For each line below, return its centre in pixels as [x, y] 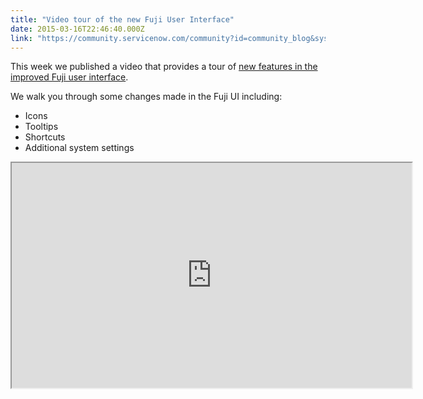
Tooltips [41, 127]
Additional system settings [79, 148]
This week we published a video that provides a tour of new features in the [164, 67]
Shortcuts [45, 137]
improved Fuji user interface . [69, 77]
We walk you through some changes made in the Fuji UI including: [146, 97]
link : [21, 38]
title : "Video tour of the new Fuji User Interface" [122, 19]
